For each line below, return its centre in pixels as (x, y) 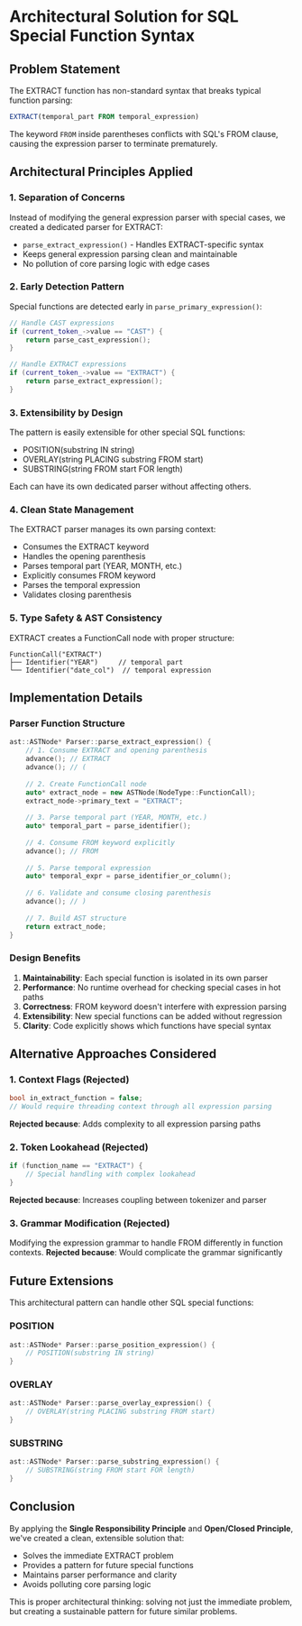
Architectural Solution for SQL (124, 17)
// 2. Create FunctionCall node (86, 784)
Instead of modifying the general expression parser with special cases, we (147, 217)
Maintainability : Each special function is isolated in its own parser (145, 978)
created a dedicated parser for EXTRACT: (87, 226)
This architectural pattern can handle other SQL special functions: (132, 1303)
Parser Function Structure (67, 723)
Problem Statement (65, 69)
